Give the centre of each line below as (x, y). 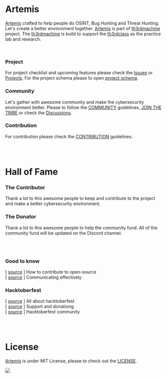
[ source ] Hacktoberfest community (42, 312)
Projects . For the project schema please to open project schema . (72, 78)
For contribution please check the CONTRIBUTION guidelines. (69, 136)
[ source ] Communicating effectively (43, 277)
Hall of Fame (32, 172)
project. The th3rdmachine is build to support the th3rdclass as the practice (83, 34)
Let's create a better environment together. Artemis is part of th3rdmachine (83, 28)
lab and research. (23, 39)
